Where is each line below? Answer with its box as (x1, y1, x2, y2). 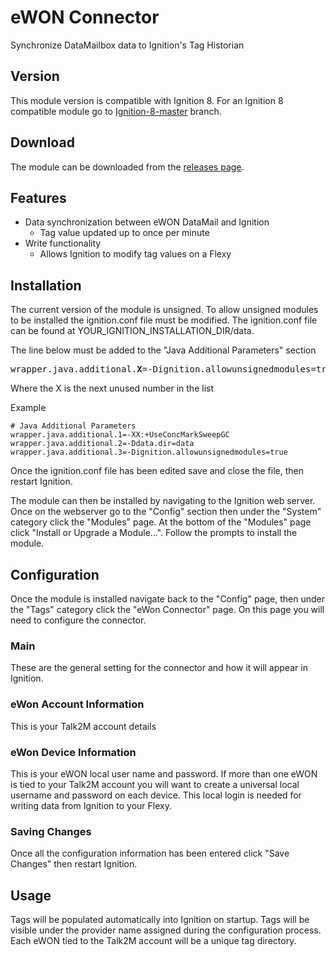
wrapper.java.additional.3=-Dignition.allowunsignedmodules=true (10, 447, 288, 458)
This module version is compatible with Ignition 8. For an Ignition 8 (10, 94, 284, 106)
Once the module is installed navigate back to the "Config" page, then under (10, 593, 325, 605)
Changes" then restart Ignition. (10, 858, 138, 870)
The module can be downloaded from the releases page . (10, 161, 245, 173)
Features (10, 189, 67, 206)
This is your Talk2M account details (10, 720, 157, 732)
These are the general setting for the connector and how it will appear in (10, 662, 308, 674)
